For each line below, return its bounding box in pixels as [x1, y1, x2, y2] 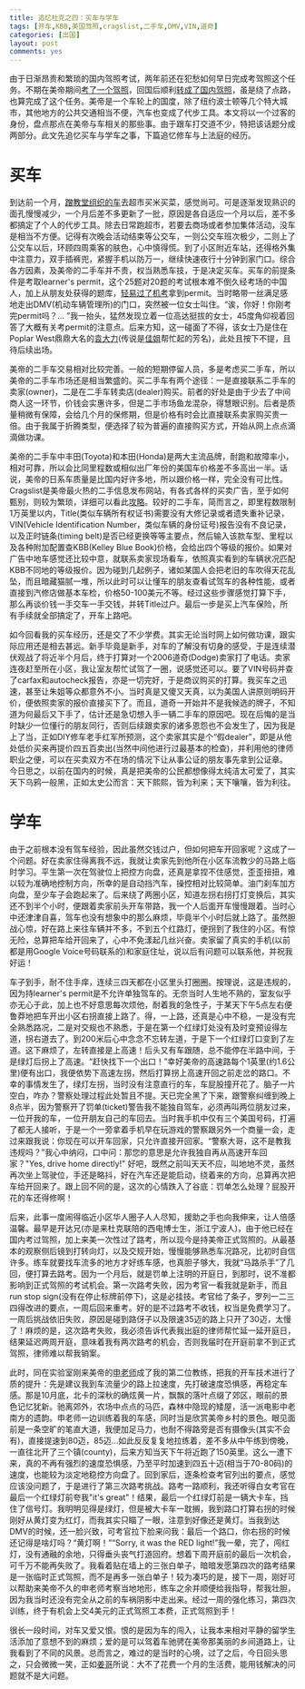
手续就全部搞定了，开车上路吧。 [16, 610, 137, 621]
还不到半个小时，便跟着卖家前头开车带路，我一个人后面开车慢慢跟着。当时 [9, 901, 288, 911]
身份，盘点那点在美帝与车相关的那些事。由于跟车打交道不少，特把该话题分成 [9, 119, 296, 130]
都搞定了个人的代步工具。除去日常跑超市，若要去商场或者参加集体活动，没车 [9, 220, 296, 231]
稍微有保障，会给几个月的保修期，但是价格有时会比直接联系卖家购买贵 [16, 410, 280, 420]
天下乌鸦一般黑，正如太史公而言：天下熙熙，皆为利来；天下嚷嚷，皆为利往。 [9, 777, 296, 788]
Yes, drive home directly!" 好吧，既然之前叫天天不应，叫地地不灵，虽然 [28, 1159, 295, 1169]
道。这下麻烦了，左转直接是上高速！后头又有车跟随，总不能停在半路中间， [9, 1045, 288, 1055]
